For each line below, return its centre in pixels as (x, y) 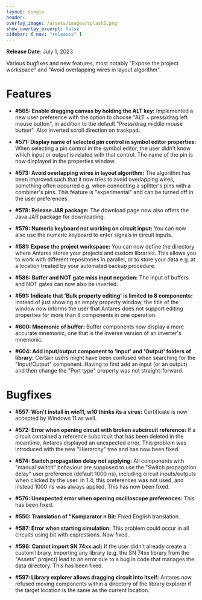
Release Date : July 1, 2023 (40, 51)
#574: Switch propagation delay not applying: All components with (99, 461)
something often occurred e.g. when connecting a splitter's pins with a (103, 186)
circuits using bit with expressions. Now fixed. (72, 535)
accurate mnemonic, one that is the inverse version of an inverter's (98, 333)
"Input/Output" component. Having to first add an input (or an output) (101, 364)
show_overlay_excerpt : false (43, 29)
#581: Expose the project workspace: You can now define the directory (105, 247)
